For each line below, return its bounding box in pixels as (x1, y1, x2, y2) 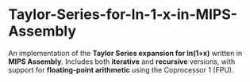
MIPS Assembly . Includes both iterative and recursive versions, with (8, 57, 236, 66)
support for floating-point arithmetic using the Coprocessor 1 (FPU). (8, 65, 234, 74)
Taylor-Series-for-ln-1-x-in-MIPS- (8, 6, 238, 24)
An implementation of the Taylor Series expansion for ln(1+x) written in (8, 48, 243, 58)
